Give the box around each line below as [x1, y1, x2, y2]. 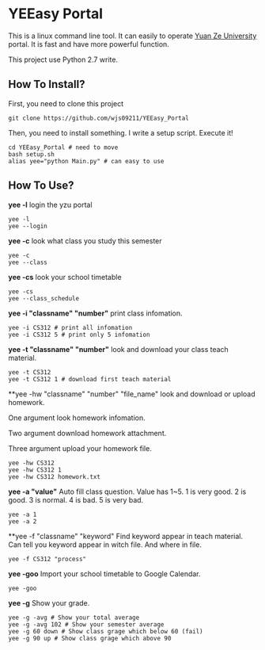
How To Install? [8, 78, 85, 91]
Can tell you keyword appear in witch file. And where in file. [8, 540, 202, 549]
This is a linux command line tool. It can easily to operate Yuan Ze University [8, 31, 257, 40]
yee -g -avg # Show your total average [8, 614, 140, 621]
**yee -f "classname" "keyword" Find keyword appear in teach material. [8, 531, 244, 541]
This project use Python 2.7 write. [8, 55, 119, 64]
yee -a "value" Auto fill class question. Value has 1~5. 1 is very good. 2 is [8, 487, 247, 496]
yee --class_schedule [8, 294, 80, 302]
